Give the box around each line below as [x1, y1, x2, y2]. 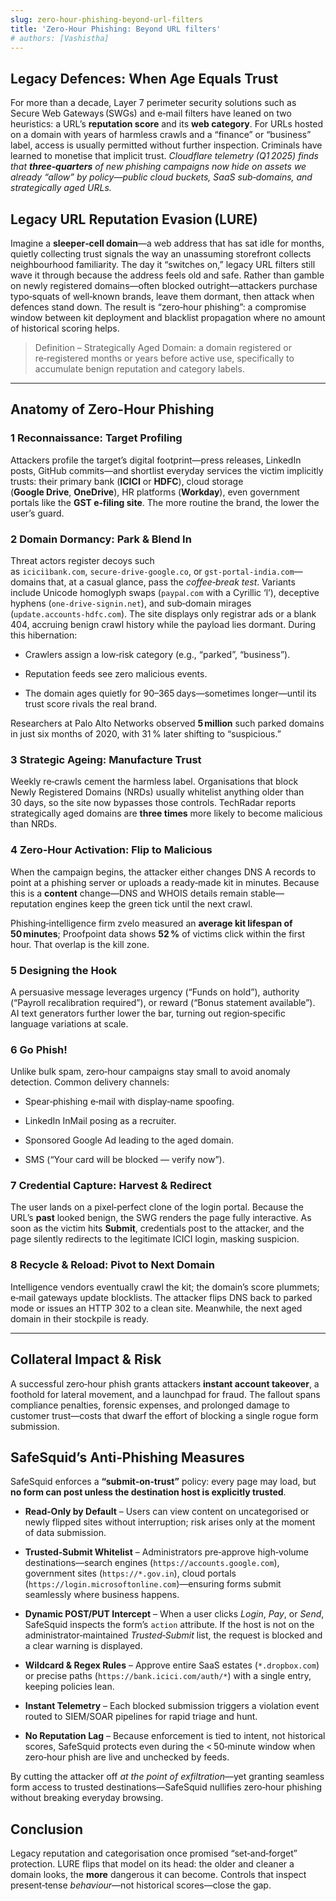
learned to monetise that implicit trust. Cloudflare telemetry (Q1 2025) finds [10, 150, 319, 162]
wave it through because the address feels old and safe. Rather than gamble [10, 269, 325, 281]
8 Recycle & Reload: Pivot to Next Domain [10, 1258, 215, 1272]
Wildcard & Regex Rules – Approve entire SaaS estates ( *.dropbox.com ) [24, 1659, 320, 1671]
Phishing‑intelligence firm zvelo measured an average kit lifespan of [10, 917, 293, 929]
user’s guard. [10, 507, 65, 519]
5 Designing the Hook [10, 963, 118, 977]
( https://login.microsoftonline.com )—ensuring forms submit [24, 1578, 282, 1590]
